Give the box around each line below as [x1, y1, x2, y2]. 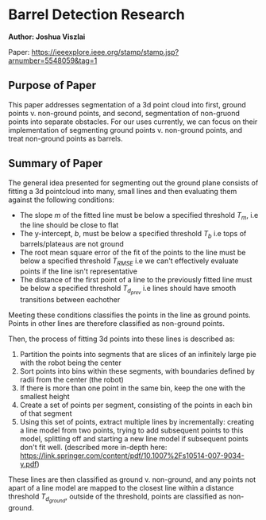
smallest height [19, 392, 70, 402]
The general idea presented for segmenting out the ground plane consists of [8, 177, 259, 188]
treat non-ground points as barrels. [8, 134, 123, 143]
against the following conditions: [8, 195, 115, 204]
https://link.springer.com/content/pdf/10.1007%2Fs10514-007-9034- [19, 451, 245, 460]
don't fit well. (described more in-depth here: [19, 443, 168, 452]
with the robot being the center [19, 358, 121, 367]
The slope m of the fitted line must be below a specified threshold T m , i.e [19, 210, 259, 222]
